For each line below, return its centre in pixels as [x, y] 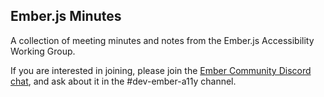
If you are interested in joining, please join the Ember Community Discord [161, 70]
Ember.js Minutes [66, 16]
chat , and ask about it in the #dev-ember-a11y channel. [123, 81]
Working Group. [43, 51]
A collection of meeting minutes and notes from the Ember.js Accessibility [162, 40]
